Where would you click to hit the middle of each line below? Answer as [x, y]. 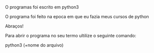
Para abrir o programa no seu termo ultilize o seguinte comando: [71, 36]
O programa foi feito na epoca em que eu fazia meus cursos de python [77, 16]
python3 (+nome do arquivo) [34, 45]
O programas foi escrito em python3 [42, 7]
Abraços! [14, 26]
